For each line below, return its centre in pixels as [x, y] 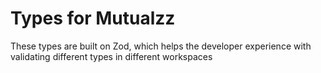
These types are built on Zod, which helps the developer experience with [161, 46]
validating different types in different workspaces [111, 56]
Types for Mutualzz [93, 18]
